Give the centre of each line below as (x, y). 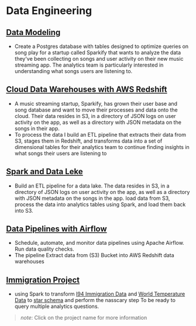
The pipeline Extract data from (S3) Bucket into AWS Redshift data (94, 255)
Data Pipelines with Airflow (56, 229)
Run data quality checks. (44, 249)
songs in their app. (37, 128)
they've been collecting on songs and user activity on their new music (99, 59)
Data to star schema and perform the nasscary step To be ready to (95, 300)
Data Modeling (33, 32)
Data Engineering (49, 11)
